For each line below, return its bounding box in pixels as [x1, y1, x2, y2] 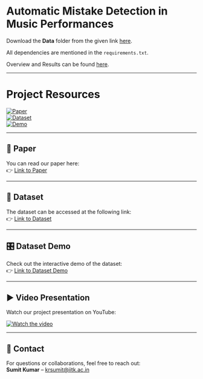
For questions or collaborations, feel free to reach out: [6, 359, 141, 367]
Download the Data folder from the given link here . [6, 37, 133, 44]
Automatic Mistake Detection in [6, 4, 168, 18]
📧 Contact [6, 343, 45, 354]
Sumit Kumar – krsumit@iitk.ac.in [6, 366, 89, 373]
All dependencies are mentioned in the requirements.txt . [6, 48, 149, 56]
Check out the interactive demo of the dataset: [6, 260, 123, 268]
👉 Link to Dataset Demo [6, 267, 68, 274]
